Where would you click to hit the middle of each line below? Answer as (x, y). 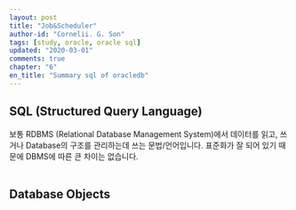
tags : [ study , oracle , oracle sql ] (75, 42)
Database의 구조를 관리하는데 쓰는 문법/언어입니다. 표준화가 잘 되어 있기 (151, 145)
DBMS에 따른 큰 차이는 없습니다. (82, 156)
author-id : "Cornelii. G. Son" (67, 34)
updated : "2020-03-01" (51, 51)
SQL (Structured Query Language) (106, 112)
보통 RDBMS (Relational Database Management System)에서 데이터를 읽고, (144, 133)
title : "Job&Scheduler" (53, 26)
